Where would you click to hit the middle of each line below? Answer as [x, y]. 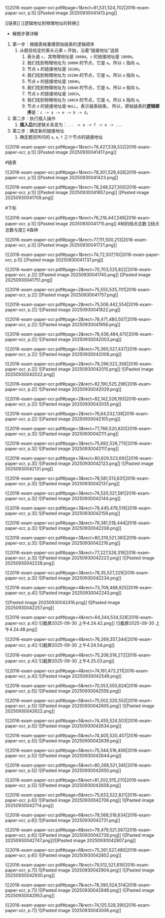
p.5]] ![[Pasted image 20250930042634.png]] [75, 726]
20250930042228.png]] [30, 563]
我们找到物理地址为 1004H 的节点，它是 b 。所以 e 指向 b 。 [85, 87]
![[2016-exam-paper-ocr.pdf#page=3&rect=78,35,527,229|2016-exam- [77, 573]
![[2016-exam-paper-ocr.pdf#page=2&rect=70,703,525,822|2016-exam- [79, 269]
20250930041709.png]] [30, 198]
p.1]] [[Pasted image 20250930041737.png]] [59, 260]
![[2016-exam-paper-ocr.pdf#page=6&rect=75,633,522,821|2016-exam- [79, 795]
